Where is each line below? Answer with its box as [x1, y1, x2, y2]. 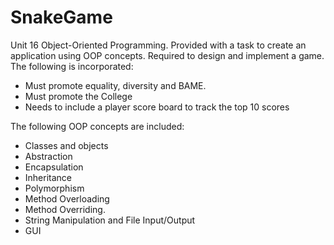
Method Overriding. [24, 203, 106, 215]
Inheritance [24, 171, 73, 183]
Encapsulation [24, 161, 84, 173]
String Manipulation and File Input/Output [24, 214, 196, 226]
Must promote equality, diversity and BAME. [24, 79, 207, 91]
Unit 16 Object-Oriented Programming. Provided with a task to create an [10, 39, 307, 51]
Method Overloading [24, 192, 110, 205]
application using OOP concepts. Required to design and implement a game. [10, 49, 325, 61]
